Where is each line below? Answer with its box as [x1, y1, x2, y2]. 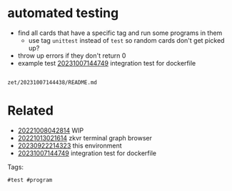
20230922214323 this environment [17, 141, 123, 150]
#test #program [7, 176, 53, 183]
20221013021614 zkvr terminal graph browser [17, 133, 152, 142]
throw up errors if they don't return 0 [17, 51, 126, 60]
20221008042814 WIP [17, 126, 84, 135]
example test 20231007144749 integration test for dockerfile [17, 58, 196, 67]
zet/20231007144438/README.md [7, 78, 98, 86]
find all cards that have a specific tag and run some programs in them [17, 29, 223, 37]
